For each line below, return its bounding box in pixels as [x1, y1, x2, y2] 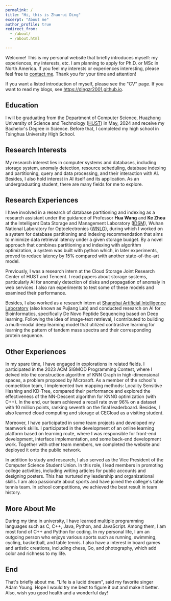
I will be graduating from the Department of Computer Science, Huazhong [5, 115, 161, 121]
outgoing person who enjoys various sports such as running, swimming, [5, 534, 157, 540]
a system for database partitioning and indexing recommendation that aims [5, 231, 163, 237]
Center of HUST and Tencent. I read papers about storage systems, [5, 274, 148, 280]
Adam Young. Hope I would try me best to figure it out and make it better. [5, 584, 159, 590]
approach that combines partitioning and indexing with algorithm [5, 242, 141, 248]
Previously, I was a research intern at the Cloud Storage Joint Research [5, 268, 155, 274]
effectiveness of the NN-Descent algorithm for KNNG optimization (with [5, 393, 157, 399]
